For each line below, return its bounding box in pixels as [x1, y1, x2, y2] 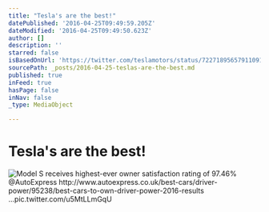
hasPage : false [8, 86, 59, 94]
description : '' [8, 42, 62, 50]
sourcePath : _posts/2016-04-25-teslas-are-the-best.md [8, 64, 195, 72]
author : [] [8, 34, 45, 42]
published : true [8, 71, 62, 79]
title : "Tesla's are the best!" [8, 11, 116, 20]
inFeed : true [8, 78, 52, 86]
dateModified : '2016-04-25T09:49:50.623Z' [8, 26, 152, 34]
